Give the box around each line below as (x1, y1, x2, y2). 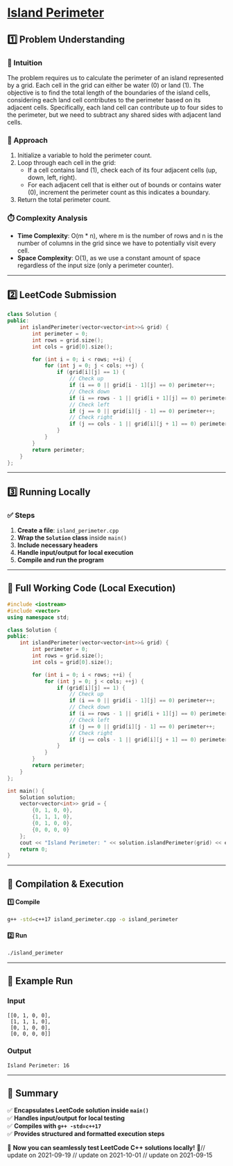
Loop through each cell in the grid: (17, 159, 116, 167)
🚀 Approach (7, 135, 49, 145)
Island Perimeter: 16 (7, 1062, 70, 1069)
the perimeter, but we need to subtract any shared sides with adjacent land (7, 110, 222, 119)
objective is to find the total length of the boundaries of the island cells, (7, 88, 211, 97)
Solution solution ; (19, 794, 76, 801)
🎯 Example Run (7, 975, 74, 987)
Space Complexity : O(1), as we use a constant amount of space (17, 254, 201, 262)
